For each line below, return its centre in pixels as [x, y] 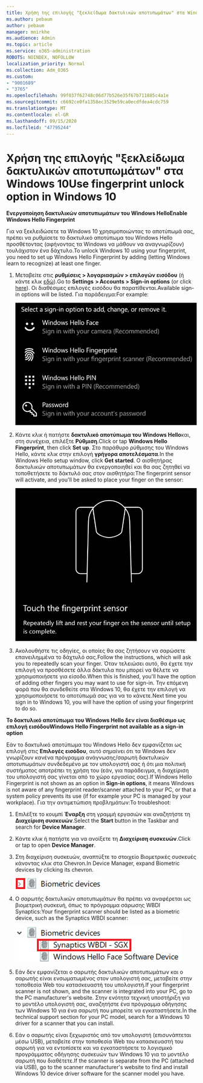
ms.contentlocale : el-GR [37, 115]
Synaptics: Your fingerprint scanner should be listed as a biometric [97, 911]
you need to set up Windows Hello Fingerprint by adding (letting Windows [98, 257]
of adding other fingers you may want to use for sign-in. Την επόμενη [101, 683]
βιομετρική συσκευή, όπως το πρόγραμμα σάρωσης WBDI [88, 905]
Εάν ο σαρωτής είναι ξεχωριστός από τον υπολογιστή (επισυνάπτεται [103, 1035]
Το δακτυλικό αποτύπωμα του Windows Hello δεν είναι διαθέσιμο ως [96, 720]
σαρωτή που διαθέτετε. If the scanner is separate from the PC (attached [105, 1061]
